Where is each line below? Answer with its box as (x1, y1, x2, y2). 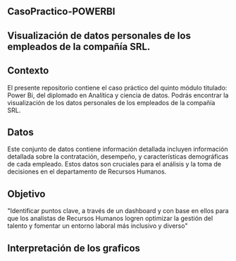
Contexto (7, 65, 49, 77)
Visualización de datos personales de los (7, 30, 192, 42)
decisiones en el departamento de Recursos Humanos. (7, 167, 167, 176)
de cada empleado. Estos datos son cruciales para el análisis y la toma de (7, 160, 222, 169)
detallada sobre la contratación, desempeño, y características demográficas (7, 152, 229, 161)
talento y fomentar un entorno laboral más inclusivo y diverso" (7, 221, 188, 230)
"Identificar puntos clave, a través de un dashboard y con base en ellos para (7, 207, 229, 215)
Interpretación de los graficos (7, 242, 141, 254)
